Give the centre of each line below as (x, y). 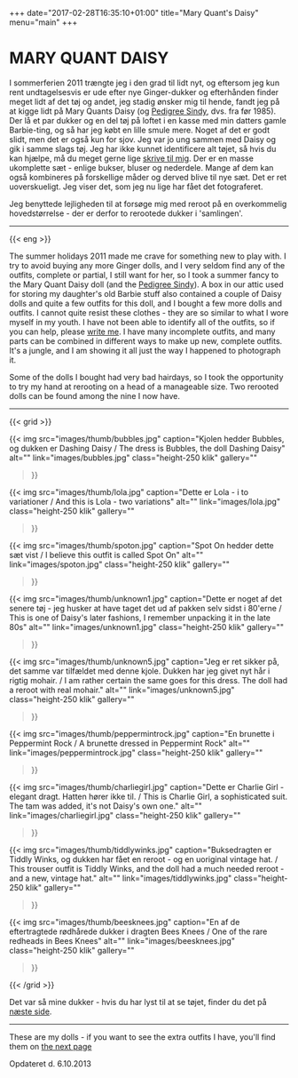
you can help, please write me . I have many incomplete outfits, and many (142, 331)
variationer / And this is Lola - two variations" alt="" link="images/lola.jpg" (145, 501)
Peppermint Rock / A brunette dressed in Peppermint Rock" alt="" (130, 743)
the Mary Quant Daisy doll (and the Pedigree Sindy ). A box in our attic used (146, 284)
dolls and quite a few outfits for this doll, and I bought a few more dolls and (145, 303)
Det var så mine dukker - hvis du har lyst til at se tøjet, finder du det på (138, 1002)
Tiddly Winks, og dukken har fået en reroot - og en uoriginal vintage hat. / (144, 859)
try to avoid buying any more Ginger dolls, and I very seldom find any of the (147, 265)
